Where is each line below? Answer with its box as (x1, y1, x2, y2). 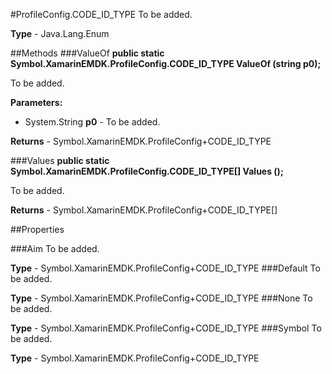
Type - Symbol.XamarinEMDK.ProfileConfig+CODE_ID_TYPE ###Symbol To (10, 322, 322, 334)
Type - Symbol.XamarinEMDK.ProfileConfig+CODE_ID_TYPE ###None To (10, 292, 313, 304)
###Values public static (10, 155, 110, 166)
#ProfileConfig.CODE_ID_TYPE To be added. (10, 9, 193, 20)
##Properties (10, 224, 65, 235)
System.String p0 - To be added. (24, 116, 161, 128)
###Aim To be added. (10, 243, 100, 254)
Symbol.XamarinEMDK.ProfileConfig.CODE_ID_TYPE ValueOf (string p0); (10, 58, 322, 69)
